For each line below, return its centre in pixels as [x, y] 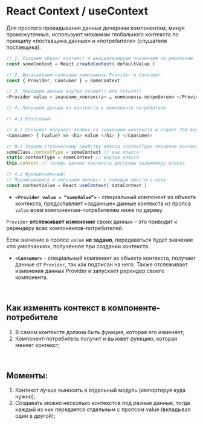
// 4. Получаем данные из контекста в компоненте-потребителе [86, 108]
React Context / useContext [77, 11]
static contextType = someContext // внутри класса [72, 158]
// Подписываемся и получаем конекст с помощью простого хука [86, 180]
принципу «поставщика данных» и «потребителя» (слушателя [87, 41]
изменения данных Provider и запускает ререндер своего [90, 271]
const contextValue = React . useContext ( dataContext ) [77, 185]
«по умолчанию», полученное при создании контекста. [78, 246]
